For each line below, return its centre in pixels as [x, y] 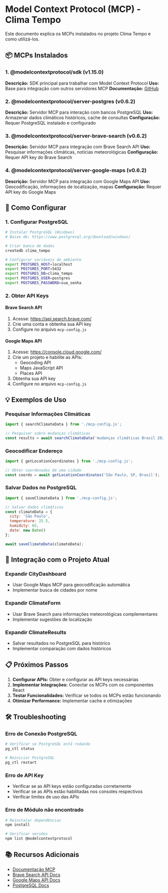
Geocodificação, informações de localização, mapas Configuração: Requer [83, 187]
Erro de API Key [24, 775]
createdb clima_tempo [28, 251]
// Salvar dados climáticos [34, 507]
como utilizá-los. [22, 39]
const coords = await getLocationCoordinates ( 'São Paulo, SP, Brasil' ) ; [82, 475]
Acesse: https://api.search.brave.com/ [52, 319]
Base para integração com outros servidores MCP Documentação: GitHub [82, 88]
